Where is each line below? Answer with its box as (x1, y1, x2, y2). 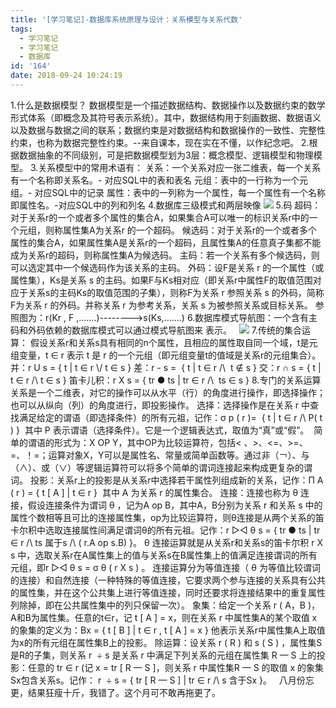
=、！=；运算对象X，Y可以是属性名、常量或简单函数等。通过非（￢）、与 (10, 449, 310, 461)
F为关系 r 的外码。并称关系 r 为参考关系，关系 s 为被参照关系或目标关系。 (10, 299, 313, 311)
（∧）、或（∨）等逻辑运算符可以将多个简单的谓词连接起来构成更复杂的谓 (10, 461, 313, 473)
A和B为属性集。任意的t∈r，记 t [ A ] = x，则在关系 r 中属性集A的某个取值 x (10, 611, 318, 623)
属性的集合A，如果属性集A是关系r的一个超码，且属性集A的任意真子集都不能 (10, 236, 322, 248)
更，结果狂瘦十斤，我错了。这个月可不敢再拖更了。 (10, 686, 221, 698)
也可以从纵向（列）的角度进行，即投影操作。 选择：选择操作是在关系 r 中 (10, 399, 311, 411)
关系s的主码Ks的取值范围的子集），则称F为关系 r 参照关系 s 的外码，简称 (27, 286, 325, 298)
